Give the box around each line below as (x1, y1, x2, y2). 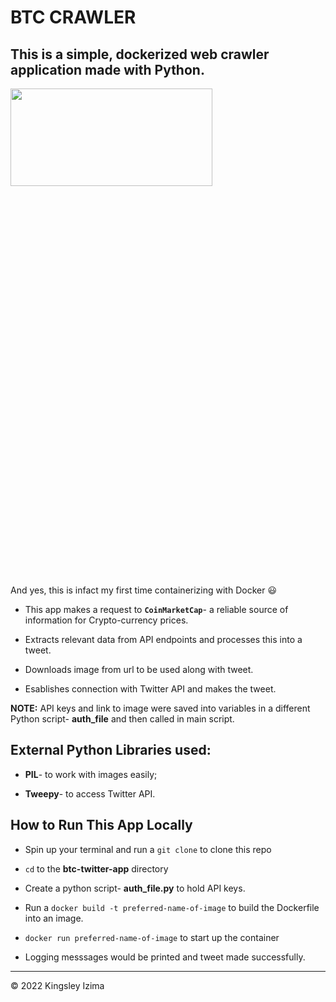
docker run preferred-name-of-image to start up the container (24, 931, 280, 943)
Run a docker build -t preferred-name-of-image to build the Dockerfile (24, 901, 320, 913)
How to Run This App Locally (10, 817, 193, 834)
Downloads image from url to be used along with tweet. (24, 664, 254, 675)
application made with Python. (10, 61, 205, 78)
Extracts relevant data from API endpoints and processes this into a (24, 634, 303, 645)
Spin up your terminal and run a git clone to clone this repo (24, 843, 272, 855)
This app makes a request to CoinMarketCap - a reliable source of (24, 604, 289, 615)
